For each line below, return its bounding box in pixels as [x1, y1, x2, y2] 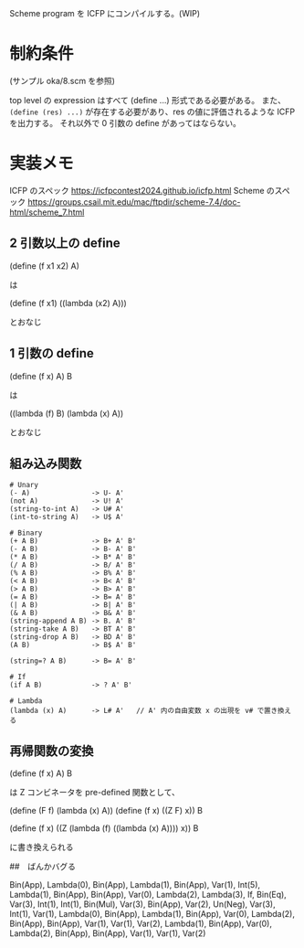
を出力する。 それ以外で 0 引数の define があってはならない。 [9, 117, 242, 128]
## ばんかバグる [9, 861, 76, 872]
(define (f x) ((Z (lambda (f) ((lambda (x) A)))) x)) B [9, 823, 199, 834]
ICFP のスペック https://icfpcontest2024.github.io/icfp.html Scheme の [9, 185, 276, 196]
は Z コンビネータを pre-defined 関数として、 [9, 787, 180, 798]
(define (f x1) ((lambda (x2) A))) [9, 297, 128, 308]
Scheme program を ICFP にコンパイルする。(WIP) [9, 8, 201, 18]
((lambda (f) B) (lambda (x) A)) [9, 408, 124, 419]
